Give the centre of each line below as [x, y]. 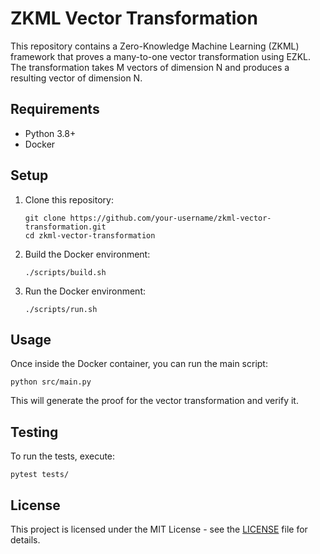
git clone [45, 218]
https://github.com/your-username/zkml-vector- [170, 218]
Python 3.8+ [50, 133]
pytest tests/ [40, 475]
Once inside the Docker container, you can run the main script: [139, 364]
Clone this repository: [69, 199]
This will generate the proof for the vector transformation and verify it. [154, 401]
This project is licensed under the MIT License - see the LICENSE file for [159, 529]
